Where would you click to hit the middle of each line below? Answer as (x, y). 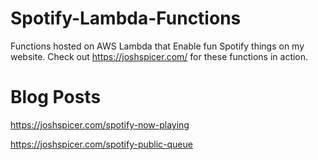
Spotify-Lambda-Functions (126, 18)
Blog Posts (56, 97)
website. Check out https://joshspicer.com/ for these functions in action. (159, 56)
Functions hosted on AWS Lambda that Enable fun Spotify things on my (157, 46)
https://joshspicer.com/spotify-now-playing (100, 124)
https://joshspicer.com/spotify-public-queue (101, 144)
